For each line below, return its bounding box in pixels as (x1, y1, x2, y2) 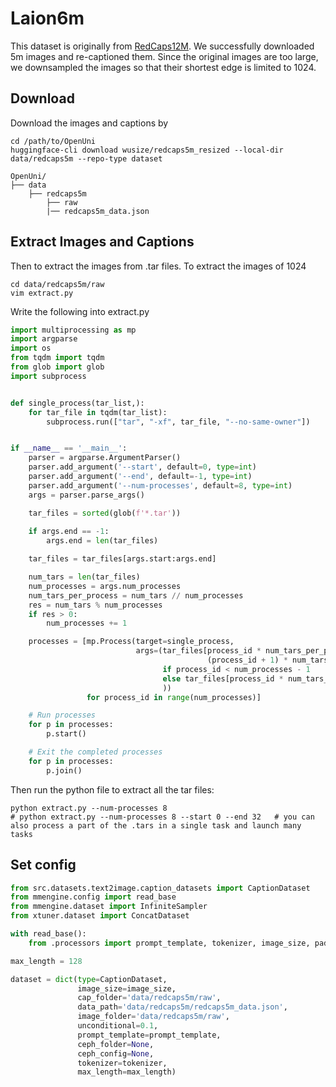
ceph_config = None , (77, 1048, 155, 1059)
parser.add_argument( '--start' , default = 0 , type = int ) (28, 462, 257, 472)
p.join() (46, 765, 83, 776)
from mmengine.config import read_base (10, 892, 177, 902)
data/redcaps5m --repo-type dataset (10, 153, 163, 164)
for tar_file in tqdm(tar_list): (28, 407, 168, 417)
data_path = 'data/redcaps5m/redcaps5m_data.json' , (77, 1002, 288, 1012)
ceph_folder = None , (77, 1039, 155, 1049)
